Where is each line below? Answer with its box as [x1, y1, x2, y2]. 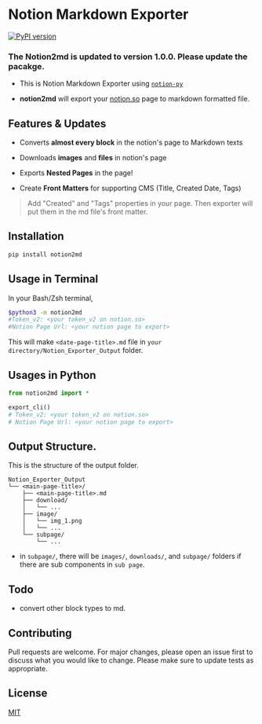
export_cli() [8, 403, 51, 411]
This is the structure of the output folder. [8, 461, 140, 470]
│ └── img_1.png [22, 517, 82, 525]
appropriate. [8, 663, 49, 673]
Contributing [8, 627, 72, 640]
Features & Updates [8, 116, 107, 130]
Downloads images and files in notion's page [19, 153, 167, 163]
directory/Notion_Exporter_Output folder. [8, 346, 144, 355]
